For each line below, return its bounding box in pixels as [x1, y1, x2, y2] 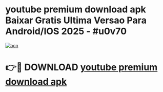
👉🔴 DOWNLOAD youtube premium [5, 62, 158, 73]
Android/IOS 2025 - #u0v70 [5, 26, 127, 37]
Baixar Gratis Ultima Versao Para [5, 14, 147, 26]
